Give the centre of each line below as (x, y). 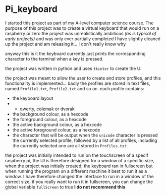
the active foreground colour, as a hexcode (56, 130)
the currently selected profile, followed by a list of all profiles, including (85, 140)
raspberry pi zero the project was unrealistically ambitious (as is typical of (81, 33)
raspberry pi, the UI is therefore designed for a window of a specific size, (80, 160)
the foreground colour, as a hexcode (49, 119)
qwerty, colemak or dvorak (47, 109)
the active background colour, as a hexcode (57, 125)
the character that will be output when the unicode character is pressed (85, 135)
